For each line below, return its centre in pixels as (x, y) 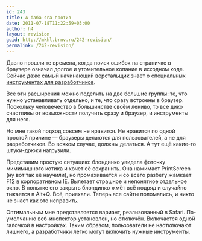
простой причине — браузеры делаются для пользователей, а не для (96, 137)
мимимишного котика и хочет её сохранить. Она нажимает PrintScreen (99, 168)
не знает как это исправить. (43, 201)
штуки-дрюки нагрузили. (39, 150)
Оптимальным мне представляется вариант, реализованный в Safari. (96, 212)
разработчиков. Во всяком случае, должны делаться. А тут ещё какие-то (101, 144)
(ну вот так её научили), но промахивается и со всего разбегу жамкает (99, 175)
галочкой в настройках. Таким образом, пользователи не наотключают (99, 225)
